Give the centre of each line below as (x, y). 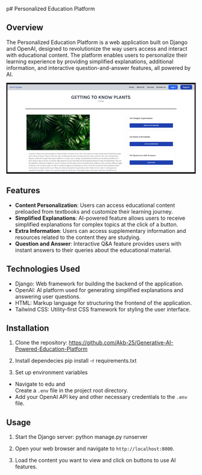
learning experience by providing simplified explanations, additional (90, 61)
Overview (25, 27)
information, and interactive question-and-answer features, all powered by (99, 68)
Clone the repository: (41, 343)
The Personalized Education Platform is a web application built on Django (97, 42)
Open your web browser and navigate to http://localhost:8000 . (94, 448)
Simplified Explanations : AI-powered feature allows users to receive (100, 218)
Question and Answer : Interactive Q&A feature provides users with (98, 243)
